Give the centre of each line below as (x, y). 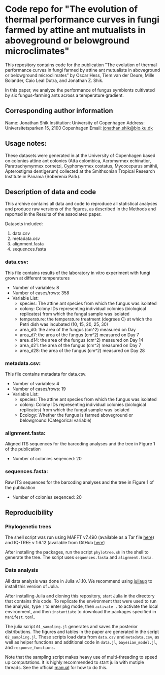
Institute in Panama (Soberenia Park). (43, 176)
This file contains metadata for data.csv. (46, 374)
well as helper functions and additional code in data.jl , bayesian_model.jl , (81, 642)
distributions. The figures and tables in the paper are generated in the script (82, 632)
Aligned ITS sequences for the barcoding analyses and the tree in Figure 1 (80, 444)
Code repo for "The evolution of (71, 9)
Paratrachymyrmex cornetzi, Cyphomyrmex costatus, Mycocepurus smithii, (82, 166)
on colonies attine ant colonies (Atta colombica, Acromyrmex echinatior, (78, 160)
